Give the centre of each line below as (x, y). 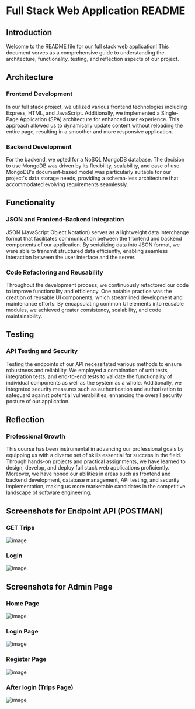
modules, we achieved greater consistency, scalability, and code (84, 310)
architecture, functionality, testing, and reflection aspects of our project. (93, 59)
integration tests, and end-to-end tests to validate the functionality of (89, 376)
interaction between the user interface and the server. (71, 257)
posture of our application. (38, 401)
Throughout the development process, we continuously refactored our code (97, 285)
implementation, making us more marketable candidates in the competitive (96, 487)
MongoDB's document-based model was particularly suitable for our (89, 172)
